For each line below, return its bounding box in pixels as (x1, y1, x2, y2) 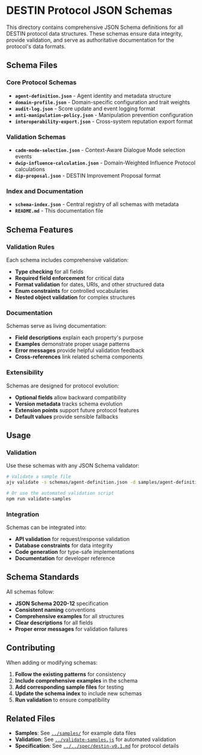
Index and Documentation (6, 187, 84, 195)
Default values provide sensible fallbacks (14, 413, 118, 420)
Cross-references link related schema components (14, 353, 143, 360)
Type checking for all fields (14, 268, 84, 275)
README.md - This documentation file (14, 207, 103, 215)
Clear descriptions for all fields (14, 619, 93, 626)
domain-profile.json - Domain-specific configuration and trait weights (14, 98, 191, 105)
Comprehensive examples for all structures (14, 612, 124, 619)
